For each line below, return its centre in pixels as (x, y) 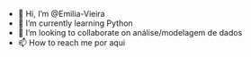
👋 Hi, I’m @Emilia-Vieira (61, 14)
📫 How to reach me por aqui (72, 43)
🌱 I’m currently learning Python (75, 23)
